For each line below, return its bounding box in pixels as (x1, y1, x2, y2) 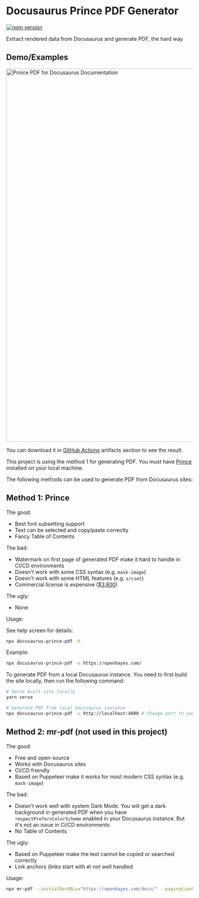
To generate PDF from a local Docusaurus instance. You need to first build (6, 671, 188, 678)
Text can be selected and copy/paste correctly (14, 526, 129, 534)
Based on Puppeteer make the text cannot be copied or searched (14, 850, 175, 857)
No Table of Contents (14, 828, 67, 835)
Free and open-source (14, 754, 70, 761)
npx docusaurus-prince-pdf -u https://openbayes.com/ (6, 660, 142, 666)
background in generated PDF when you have (14, 809, 127, 816)
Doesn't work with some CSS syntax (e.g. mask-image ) (14, 568, 146, 575)
